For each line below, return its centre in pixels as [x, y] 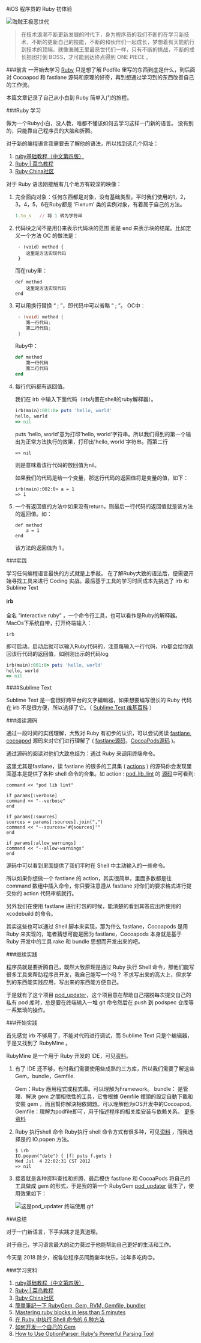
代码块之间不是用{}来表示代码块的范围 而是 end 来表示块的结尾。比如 [100, 228]
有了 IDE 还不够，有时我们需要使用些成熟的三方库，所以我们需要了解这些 [105, 1069]
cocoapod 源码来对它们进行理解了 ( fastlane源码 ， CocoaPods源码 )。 [92, 741]
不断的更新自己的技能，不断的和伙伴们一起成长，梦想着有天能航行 [113, 42]
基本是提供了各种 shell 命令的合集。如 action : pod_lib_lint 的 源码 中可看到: [103, 774]
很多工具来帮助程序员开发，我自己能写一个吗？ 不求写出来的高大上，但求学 [99, 975]
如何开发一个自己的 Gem [45, 1327]
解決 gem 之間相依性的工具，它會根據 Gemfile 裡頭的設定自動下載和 [109, 1096]
